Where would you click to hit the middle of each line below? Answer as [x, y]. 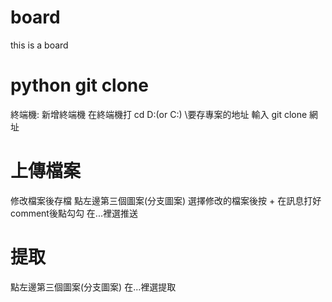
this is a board [39, 45]
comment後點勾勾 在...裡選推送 [74, 213]
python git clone [79, 85]
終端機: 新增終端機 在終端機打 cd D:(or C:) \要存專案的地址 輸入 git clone [159, 114]
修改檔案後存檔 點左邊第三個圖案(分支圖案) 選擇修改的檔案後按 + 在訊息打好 [166, 200]
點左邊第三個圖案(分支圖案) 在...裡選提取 [93, 287]
